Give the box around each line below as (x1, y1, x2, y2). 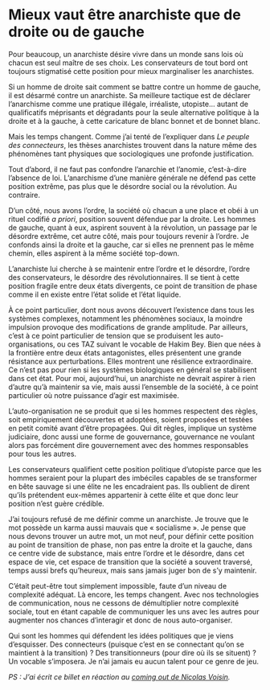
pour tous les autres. (8, 449, 77, 458)
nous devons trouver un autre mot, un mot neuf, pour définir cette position (8, 531, 255, 540)
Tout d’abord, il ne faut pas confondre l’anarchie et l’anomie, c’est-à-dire (8, 164, 247, 174)
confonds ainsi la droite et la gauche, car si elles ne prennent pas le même (8, 240, 255, 249)
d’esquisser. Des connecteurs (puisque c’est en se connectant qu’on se (8, 639, 245, 649)
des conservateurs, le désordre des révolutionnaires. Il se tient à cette (8, 272, 239, 282)
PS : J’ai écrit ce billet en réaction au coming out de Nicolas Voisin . (8, 672, 231, 681)
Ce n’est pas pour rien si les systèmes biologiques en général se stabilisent (8, 364, 257, 375)
